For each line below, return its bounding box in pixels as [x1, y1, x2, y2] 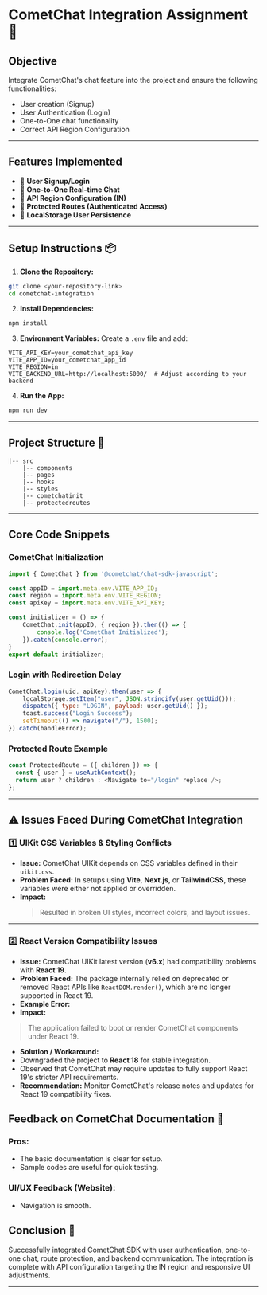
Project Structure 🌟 [8, 436, 105, 449]
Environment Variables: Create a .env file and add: [19, 334, 188, 343]
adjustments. [8, 1270, 51, 1280]
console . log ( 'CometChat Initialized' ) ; [37, 628, 169, 636]
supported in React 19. [19, 990, 94, 1000]
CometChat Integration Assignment [8, 6, 249, 24]
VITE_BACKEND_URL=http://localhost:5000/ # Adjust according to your [8, 370, 247, 378]
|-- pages [22, 471, 56, 479]
